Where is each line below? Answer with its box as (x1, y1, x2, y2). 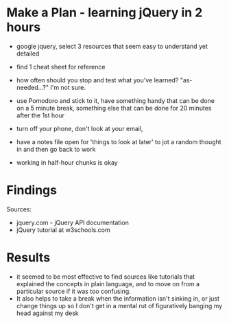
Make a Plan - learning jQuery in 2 (6, 5, 203, 21)
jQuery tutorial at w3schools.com (16, 225, 110, 234)
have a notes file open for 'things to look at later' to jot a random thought (16, 137, 221, 146)
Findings (6, 183, 58, 198)
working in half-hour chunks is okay (16, 158, 118, 166)
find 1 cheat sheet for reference (16, 62, 106, 71)
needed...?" (16, 83, 49, 91)
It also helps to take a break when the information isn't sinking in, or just (16, 294, 220, 303)
